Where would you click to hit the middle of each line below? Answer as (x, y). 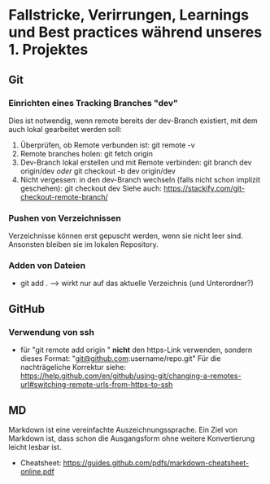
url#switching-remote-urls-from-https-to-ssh (96, 385)
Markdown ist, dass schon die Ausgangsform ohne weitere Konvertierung (132, 438)
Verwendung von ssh (52, 332)
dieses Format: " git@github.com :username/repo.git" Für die (120, 359)
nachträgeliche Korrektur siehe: (73, 367)
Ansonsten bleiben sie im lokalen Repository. (83, 244)
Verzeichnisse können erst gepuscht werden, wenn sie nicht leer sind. (126, 236)
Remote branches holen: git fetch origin (86, 153)
